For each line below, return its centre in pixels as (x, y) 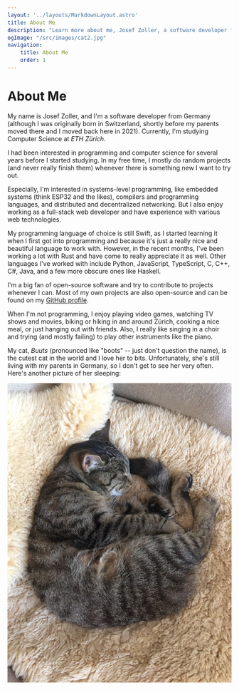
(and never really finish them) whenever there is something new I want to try (119, 168)
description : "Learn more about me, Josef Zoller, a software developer (117, 30)
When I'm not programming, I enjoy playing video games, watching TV (110, 314)
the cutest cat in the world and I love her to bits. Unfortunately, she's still (113, 358)
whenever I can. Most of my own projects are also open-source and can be (118, 292)
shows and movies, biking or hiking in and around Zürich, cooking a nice (113, 321)
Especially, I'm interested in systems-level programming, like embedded (113, 189)
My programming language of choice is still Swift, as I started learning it (113, 233)
